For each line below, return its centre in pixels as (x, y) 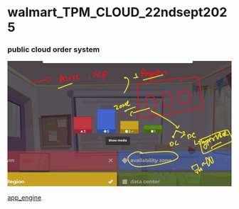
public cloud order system (54, 50)
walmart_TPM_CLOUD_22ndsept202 (117, 12)
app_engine (25, 198)
